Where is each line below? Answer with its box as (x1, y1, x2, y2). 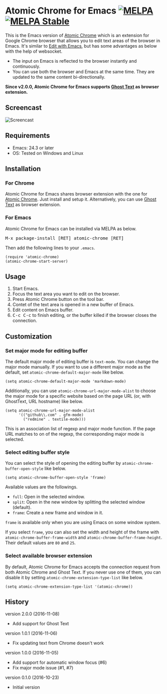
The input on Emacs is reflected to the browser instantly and (12, 58, 137, 64)
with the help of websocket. (5, 48, 62, 54)
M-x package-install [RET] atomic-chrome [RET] (5, 235, 124, 241)
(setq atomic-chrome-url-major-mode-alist (5, 408, 95, 413)
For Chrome (5, 180, 34, 187)
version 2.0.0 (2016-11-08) (5, 611, 60, 617)
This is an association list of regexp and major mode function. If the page (5, 426, 156, 432)
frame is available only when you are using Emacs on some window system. (5, 519, 161, 526)
